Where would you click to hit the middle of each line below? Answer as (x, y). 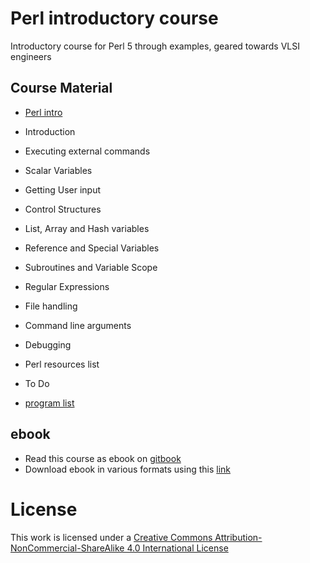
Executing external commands (87, 151)
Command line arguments (78, 325)
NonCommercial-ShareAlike (67, 548)
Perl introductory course (114, 18)
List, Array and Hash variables (87, 228)
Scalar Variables (58, 170)
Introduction (50, 131)
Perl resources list (62, 364)
